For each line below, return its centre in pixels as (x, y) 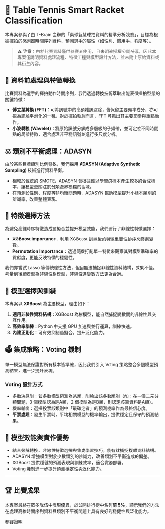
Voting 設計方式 (24, 384)
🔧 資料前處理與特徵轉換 (40, 80)
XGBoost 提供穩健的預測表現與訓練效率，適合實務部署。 (69, 463)
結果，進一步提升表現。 (33, 370)
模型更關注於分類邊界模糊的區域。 (60, 186)
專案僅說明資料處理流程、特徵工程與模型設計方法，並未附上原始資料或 (88, 57)
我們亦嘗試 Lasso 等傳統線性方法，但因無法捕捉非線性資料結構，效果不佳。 (81, 268)
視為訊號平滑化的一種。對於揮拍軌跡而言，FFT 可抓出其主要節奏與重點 (83, 116)
